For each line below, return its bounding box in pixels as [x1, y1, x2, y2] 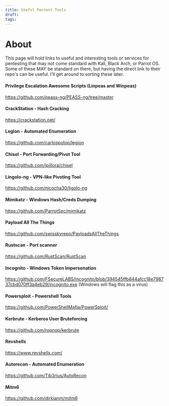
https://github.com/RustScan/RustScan [5, 253, 87, 259]
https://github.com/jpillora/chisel [5, 162, 73, 168]
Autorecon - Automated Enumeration [5, 361, 84, 367]
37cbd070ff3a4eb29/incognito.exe [5, 281, 77, 287]
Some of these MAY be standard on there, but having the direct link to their [5, 66, 161, 72]
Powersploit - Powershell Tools [5, 293, 72, 299]
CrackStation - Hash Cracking [5, 105, 69, 111]
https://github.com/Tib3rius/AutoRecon [5, 372, 87, 378]
